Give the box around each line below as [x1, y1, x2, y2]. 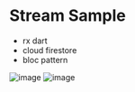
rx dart [22, 35, 48, 46]
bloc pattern [22, 54, 68, 65]
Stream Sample [9, 5, 126, 26]
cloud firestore [22, 44, 77, 55]
